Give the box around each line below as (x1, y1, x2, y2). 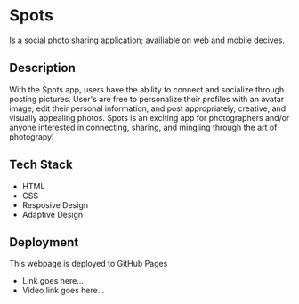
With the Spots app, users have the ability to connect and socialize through (9, 84, 285, 94)
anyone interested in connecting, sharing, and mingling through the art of (9, 122, 278, 132)
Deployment (9, 235, 79, 250)
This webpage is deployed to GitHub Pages (9, 259, 168, 269)
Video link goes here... (21, 285, 105, 296)
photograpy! (9, 131, 54, 142)
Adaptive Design (21, 209, 84, 220)
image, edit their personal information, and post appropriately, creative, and (9, 103, 287, 114)
